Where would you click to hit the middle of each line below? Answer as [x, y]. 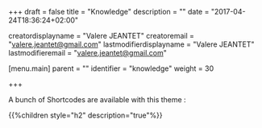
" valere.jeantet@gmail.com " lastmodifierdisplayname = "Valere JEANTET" [131, 44]
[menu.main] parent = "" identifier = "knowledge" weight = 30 [111, 68]
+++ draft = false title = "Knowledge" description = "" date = [109, 12]
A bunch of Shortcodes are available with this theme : [98, 99]
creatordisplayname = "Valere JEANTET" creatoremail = [102, 36]
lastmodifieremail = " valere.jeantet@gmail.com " [88, 53]
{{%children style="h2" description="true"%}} [85, 115]
